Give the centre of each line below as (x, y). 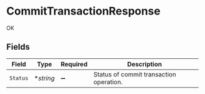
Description (145, 64)
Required (74, 64)
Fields (18, 47)
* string (45, 78)
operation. (108, 82)
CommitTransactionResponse (83, 11)
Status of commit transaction (135, 74)
